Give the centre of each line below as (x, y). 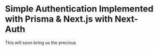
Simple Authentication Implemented (79, 9)
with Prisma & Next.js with (59, 19)
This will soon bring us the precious (40, 42)
